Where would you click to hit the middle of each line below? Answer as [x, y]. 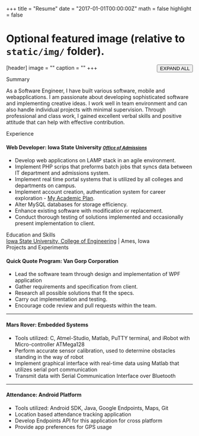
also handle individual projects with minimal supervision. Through [86, 110]
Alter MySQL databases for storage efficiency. [71, 204]
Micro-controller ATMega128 [49, 344]
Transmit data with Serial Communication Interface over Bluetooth [95, 376]
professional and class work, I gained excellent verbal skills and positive [94, 116]
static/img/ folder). [55, 51]
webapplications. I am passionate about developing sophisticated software [97, 97]
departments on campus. [45, 185]
